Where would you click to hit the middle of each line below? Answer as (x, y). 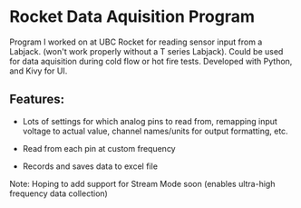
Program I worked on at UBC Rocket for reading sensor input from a (136, 42)
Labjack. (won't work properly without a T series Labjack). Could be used (146, 51)
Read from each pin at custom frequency (99, 148)
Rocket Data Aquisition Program (132, 17)
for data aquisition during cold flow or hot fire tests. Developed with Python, (151, 61)
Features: (37, 99)
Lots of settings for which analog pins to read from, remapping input (150, 121)
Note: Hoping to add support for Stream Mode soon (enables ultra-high (142, 183)
